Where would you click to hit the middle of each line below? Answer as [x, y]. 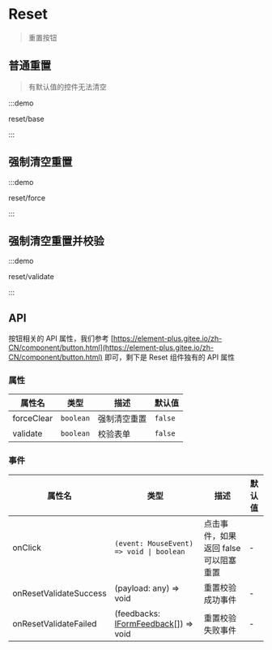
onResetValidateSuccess [59, 593]
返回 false [222, 548]
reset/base [26, 118]
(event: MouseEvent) [154, 543]
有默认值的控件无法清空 [67, 87]
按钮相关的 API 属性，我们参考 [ [61, 338]
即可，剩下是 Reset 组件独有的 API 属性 [170, 357]
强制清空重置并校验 [56, 241]
